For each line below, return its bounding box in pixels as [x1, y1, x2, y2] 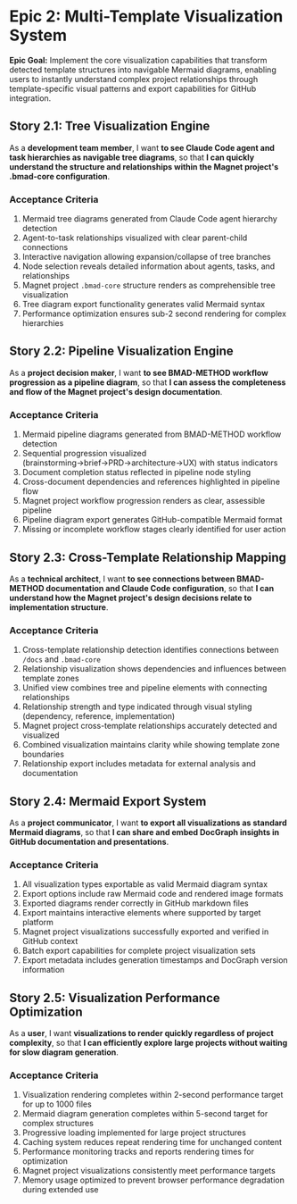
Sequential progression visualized [21, 448, 147, 459]
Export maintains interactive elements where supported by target [21, 907, 261, 918]
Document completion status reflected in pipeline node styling [21, 467, 252, 478]
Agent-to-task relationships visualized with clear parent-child [21, 232, 248, 243]
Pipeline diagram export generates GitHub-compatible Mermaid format [21, 514, 283, 525]
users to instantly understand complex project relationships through [9, 73, 259, 84]
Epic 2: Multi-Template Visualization [9, 6, 284, 27]
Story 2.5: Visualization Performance [9, 990, 220, 1006]
